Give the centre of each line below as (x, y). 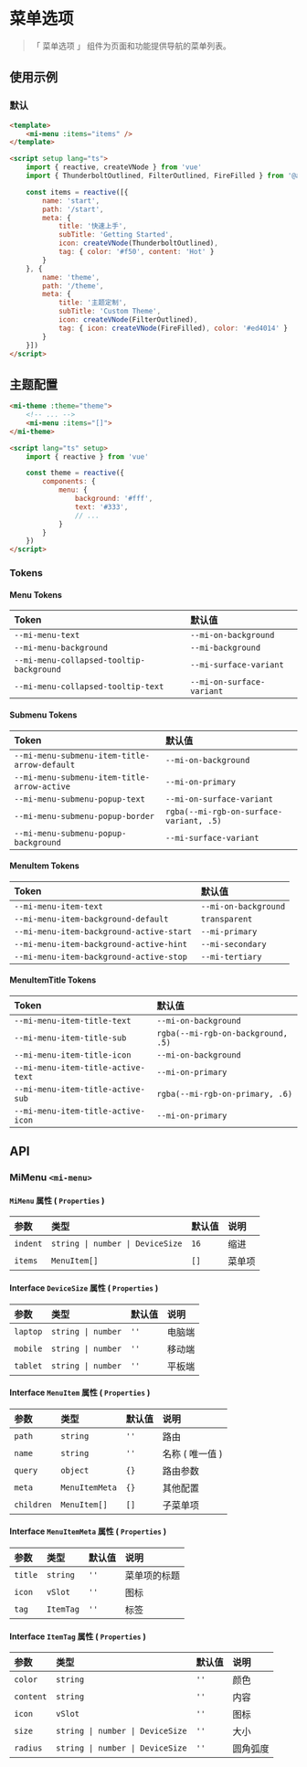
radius (28, 1748)
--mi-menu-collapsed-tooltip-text (89, 687)
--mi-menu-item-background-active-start (103, 931)
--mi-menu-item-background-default (91, 919)
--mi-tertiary (231, 957)
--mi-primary (229, 931)
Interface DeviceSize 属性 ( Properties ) (84, 1288)
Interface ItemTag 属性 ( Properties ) (78, 1636)
